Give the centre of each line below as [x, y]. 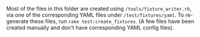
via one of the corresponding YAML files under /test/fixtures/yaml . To [95, 15]
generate [17, 21]
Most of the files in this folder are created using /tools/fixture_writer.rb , [99, 9]
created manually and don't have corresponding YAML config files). [90, 27]
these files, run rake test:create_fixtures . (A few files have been [112, 21]
